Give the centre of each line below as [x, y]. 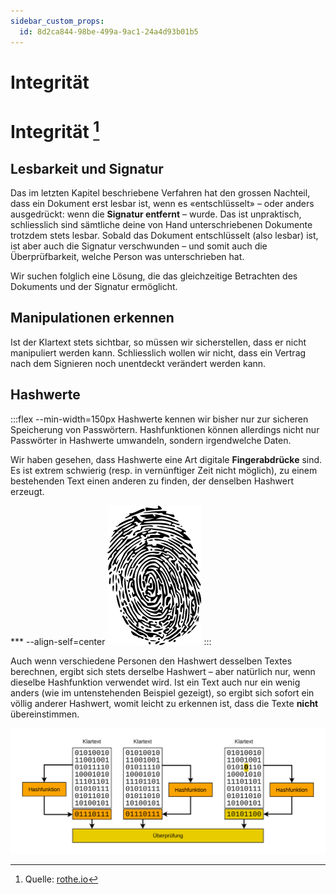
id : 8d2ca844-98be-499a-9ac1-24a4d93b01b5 [109, 31]
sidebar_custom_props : [57, 21]
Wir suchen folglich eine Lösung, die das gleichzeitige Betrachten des [154, 276]
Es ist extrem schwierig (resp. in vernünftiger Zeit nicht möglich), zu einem [164, 470]
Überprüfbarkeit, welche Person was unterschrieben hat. [127, 257]
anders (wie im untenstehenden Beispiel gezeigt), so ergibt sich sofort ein [162, 692]
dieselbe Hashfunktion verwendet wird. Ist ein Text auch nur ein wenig [155, 682]
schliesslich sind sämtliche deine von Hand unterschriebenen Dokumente [161, 225]
